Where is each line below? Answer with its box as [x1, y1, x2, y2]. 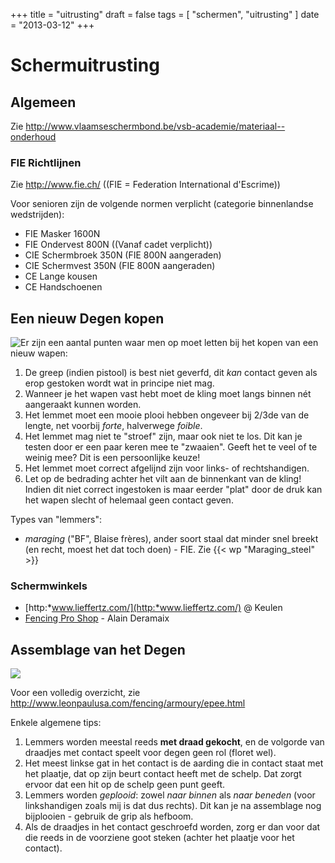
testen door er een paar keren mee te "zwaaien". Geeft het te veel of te [24, 441, 318, 453]
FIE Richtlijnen [10, 155, 82, 169]
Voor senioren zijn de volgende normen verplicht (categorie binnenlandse [10, 198, 314, 210]
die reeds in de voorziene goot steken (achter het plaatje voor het [24, 832, 295, 844]
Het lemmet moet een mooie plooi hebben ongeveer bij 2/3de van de [24, 409, 310, 421]
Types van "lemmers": [10, 514, 102, 526]
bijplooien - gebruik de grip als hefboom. [24, 810, 194, 823]
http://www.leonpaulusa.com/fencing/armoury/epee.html [10, 697, 246, 709]
